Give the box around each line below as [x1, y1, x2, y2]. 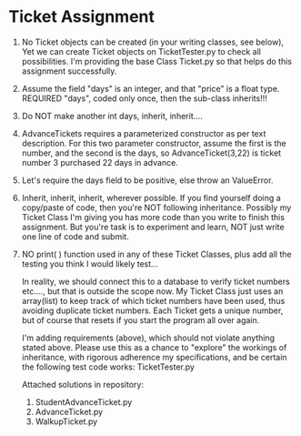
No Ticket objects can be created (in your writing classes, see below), [21, 36, 284, 47]
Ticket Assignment [8, 6, 156, 27]
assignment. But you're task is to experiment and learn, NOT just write [21, 221, 285, 232]
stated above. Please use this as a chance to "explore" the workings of [21, 341, 287, 352]
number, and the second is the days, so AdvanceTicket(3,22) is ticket [21, 147, 282, 158]
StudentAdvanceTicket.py [35, 396, 133, 407]
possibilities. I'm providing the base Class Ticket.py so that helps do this [21, 56, 293, 66]
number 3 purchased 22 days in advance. [21, 157, 178, 167]
